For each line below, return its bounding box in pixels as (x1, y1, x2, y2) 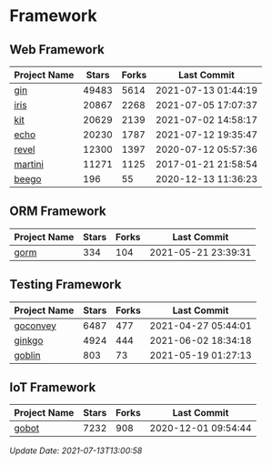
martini (14, 158, 44, 170)
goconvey (14, 319, 57, 332)
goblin (14, 349, 41, 361)
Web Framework (9, 42, 105, 57)
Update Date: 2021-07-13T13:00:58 (9, 445, 143, 456)
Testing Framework (9, 277, 122, 292)
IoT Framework (9, 379, 96, 396)
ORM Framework (9, 204, 106, 219)
